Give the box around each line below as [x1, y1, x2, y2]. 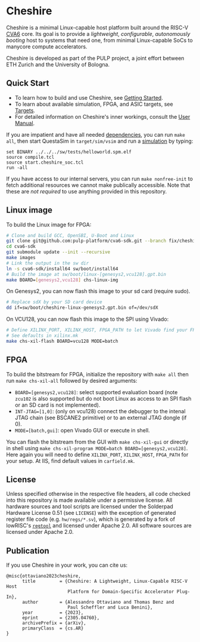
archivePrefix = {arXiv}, [21, 620, 86, 626]
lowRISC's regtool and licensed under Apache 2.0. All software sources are [6, 522, 192, 529]
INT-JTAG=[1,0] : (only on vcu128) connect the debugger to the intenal [14, 407, 186, 414]
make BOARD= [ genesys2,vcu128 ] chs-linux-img [6, 277, 118, 283]
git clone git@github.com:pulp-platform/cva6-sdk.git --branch [6, 238, 167, 244]
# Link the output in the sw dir [6, 260, 89, 266]
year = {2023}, [21, 610, 84, 616]
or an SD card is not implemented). [14, 401, 101, 408]
